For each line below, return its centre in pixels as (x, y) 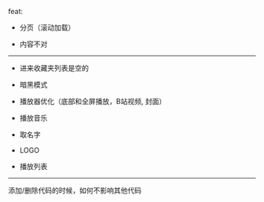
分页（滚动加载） (47, 27)
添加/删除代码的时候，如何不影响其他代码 (75, 190)
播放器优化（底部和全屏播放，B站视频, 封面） (93, 101)
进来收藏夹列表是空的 (54, 68)
